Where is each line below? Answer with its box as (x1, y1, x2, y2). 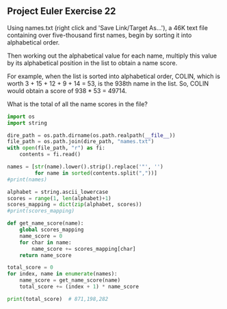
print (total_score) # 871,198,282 (7, 295, 109, 302)
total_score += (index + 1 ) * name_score (19, 284, 139, 291)
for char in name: (19, 239, 72, 246)
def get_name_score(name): (7, 220, 84, 227)
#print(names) (7, 176, 48, 183)
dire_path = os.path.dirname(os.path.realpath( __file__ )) (7, 132, 176, 139)
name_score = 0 (19, 232, 63, 239)
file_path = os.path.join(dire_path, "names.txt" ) (7, 138, 155, 145)
